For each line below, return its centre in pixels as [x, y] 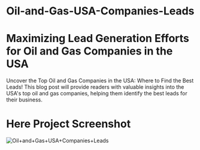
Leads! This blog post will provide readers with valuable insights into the [95, 87]
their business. [25, 100]
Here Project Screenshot [69, 124]
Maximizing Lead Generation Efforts [98, 39]
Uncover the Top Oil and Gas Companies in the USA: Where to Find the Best [100, 81]
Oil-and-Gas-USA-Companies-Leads [100, 11]
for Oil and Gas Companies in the [90, 51]
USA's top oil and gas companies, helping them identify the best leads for [97, 94]
